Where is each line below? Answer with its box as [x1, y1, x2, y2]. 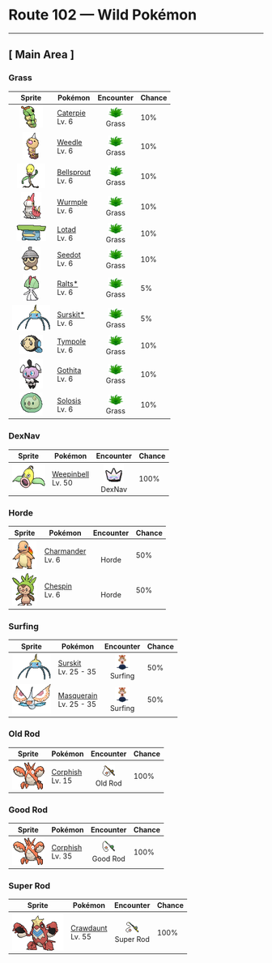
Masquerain [57, 691, 98, 700]
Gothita [57, 365, 82, 374]
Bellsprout [57, 167, 91, 177]
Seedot [57, 250, 81, 260]
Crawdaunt [70, 923, 108, 933]
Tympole [57, 336, 87, 346]
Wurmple [57, 197, 87, 208]
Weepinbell [52, 469, 90, 479]
